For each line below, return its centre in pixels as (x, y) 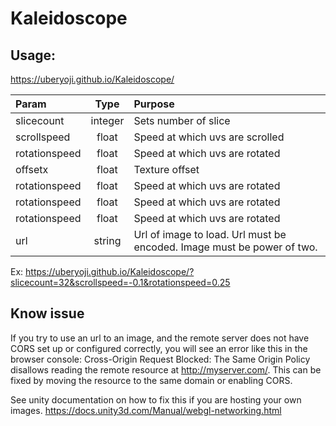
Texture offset (166, 169)
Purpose (154, 104)
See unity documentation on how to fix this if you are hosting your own (156, 399)
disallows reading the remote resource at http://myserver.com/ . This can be (166, 369)
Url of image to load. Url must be (210, 234)
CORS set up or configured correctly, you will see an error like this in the (159, 348)
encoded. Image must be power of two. (225, 247)
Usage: (33, 55)
